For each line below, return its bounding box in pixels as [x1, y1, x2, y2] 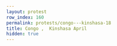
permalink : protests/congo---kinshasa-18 [6, 20, 112, 26]
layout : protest [6, 8, 47, 15]
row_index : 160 [6, 14, 44, 20]
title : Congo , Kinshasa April [6, 25, 87, 32]
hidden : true [6, 31, 39, 37]
